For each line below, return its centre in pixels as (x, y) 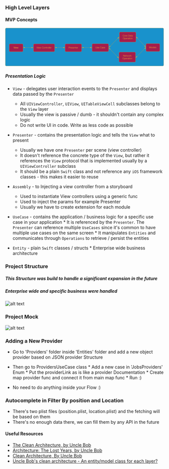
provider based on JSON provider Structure (58, 357)
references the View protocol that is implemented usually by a (83, 161)
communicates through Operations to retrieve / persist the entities (81, 238)
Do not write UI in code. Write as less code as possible (76, 125)
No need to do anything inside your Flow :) (57, 387)
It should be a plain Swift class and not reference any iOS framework (91, 172)
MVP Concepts (21, 20)
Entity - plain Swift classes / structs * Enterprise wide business (79, 248)
